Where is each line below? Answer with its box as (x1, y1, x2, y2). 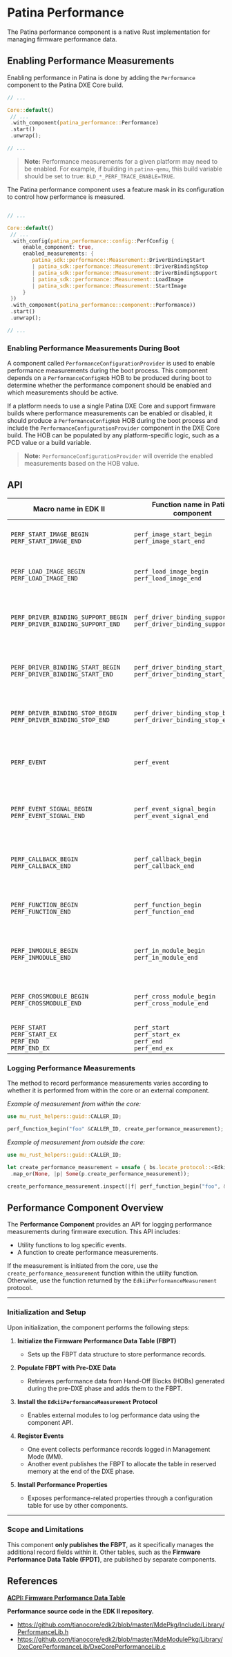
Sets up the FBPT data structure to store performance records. (27, 1350, 206, 1358)
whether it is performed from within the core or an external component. (7, 1086, 211, 1095)
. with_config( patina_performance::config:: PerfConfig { (10, 237, 175, 245)
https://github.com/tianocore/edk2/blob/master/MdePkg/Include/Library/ (17, 1620, 225, 1629)
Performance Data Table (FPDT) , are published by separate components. (7, 1555, 217, 1563)
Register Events (17, 1432, 64, 1440)
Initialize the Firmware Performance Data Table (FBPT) (17, 1336, 177, 1345)
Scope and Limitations (7, 1525, 84, 1535)
